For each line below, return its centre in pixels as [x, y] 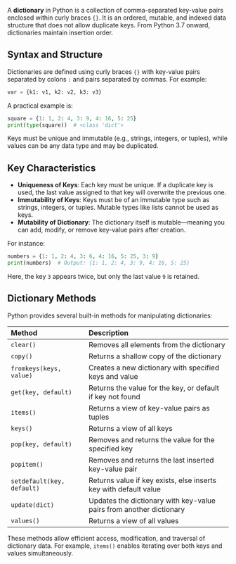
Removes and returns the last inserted [151, 460]
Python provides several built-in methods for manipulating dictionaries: [110, 315]
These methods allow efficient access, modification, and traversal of [106, 538]
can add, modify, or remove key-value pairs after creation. [101, 230]
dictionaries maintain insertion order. [60, 32]
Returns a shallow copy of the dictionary [155, 356]
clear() [24, 345]
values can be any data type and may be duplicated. [83, 146]
